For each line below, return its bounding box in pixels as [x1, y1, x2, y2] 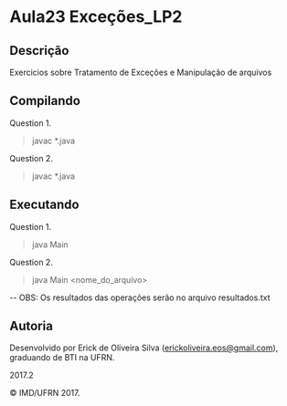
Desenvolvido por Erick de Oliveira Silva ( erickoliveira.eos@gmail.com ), [9, 342, 279, 353]
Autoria [9, 318, 53, 334]
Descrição [9, 43, 69, 58]
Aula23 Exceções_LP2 [9, 6, 183, 27]
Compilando [9, 93, 80, 109]
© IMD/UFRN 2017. [9, 388, 80, 399]
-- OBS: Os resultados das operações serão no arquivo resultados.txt [9, 292, 271, 303]
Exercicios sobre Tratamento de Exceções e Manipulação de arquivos [9, 67, 272, 78]
